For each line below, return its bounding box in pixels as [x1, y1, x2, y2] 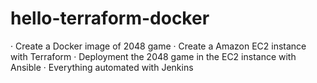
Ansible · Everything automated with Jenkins [10, 61, 194, 73]
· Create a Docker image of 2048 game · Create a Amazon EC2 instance [10, 40, 307, 52]
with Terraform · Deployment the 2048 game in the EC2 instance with [10, 50, 297, 62]
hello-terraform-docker [10, 7, 210, 30]
